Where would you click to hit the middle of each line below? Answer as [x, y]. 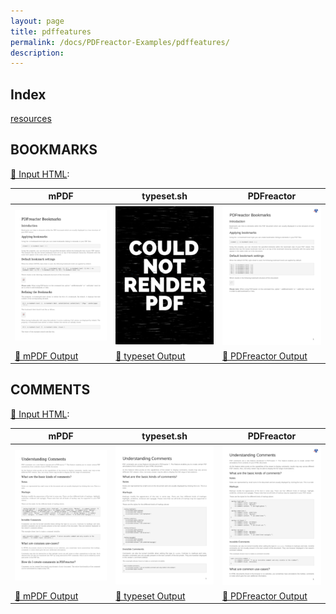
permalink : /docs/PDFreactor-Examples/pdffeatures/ [120, 42]
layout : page [37, 21]
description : [37, 53]
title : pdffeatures [51, 31]
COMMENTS [50, 390]
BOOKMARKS [54, 150]
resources [31, 119]
